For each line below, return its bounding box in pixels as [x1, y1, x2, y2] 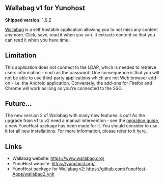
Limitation [5, 51, 37, 60]
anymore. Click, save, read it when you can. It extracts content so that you [5, 31, 156, 37]
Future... [5, 99, 32, 108]
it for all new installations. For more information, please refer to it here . [5, 128, 147, 134]
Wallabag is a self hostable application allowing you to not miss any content [5, 27, 158, 32]
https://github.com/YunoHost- [86, 166, 147, 172]
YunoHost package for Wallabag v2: [12, 166, 85, 172]
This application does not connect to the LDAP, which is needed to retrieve [5, 64, 156, 70]
